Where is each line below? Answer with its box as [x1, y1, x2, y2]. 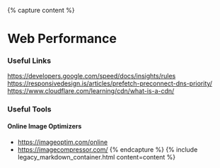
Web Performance [7, 31, 117, 47]
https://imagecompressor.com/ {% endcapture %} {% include [17, 145, 198, 154]
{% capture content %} [7, 6, 75, 14]
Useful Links [7, 56, 52, 66]
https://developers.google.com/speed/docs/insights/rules [7, 72, 176, 80]
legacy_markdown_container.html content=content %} [17, 152, 175, 161]
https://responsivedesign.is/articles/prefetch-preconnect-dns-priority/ [7, 79, 213, 88]
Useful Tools [7, 104, 52, 114]
